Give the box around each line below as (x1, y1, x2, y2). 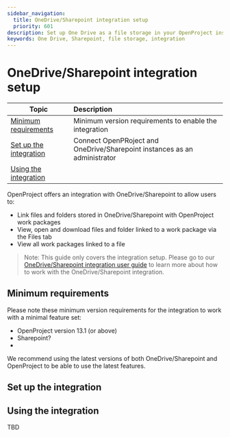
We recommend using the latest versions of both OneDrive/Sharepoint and (7, 354, 218, 362)
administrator (73, 153, 116, 163)
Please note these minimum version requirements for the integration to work (7, 306, 222, 314)
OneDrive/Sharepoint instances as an (73, 145, 194, 154)
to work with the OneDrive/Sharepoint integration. (23, 268, 164, 276)
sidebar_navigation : (7, 10, 66, 17)
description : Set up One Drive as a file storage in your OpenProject (7, 29, 213, 36)
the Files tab (16, 233, 53, 241)
